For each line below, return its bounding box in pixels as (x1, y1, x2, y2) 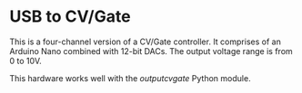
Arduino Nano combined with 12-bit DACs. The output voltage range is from (9, 45, 293, 56)
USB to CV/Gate (9, 6, 131, 27)
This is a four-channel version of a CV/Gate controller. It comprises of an (9, 36, 282, 47)
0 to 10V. (9, 55, 43, 66)
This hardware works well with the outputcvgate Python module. (9, 72, 252, 83)
